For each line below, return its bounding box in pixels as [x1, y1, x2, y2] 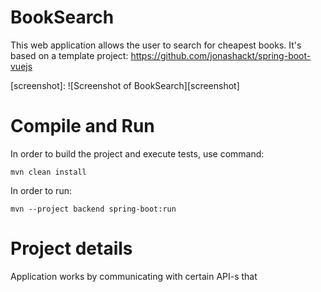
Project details [10, 237, 133, 260]
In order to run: [10, 184, 72, 196]
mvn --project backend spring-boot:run [10, 204, 177, 214]
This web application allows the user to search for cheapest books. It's [10, 39, 302, 51]
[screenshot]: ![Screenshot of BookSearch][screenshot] [10, 79, 240, 91]
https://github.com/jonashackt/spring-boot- [130, 49, 312, 61]
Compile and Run [10, 115, 155, 138]
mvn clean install [10, 167, 87, 177]
